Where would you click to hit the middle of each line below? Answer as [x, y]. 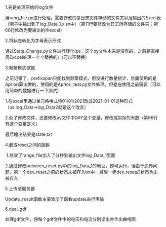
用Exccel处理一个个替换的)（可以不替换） [47, 57]
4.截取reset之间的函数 [27, 145]
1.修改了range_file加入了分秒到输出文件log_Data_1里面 [61, 155]
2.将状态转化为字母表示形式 [33, 40]
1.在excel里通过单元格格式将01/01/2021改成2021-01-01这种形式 [69, 101]
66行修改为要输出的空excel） [35, 30]
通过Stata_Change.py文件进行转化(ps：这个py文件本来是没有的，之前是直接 [82, 51]
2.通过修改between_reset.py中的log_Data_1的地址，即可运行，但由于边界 [79, 166]
